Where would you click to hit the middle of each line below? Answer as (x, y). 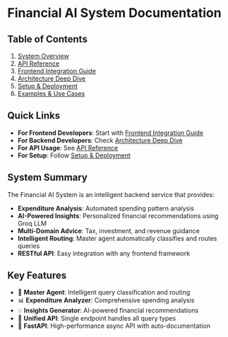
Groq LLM (32, 223)
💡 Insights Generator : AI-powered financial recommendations (108, 311)
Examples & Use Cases (51, 94)
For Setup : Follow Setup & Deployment (74, 155)
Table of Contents (48, 39)
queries (29, 246)
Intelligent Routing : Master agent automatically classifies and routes (117, 238)
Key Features (37, 276)
